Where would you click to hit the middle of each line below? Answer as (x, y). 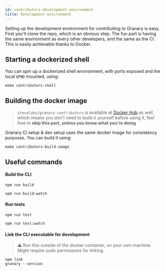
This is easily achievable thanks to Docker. (48, 44)
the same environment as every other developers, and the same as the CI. (80, 39)
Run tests (15, 204)
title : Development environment (38, 14)
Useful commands (34, 162)
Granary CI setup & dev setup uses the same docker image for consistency (81, 133)
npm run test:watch (25, 223)
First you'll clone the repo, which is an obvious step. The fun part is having (81, 34)
